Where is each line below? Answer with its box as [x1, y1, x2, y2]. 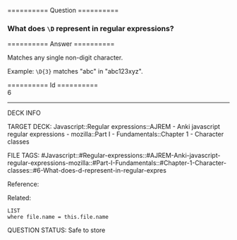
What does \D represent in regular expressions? [7, 23, 174, 33]
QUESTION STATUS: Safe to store [7, 226, 106, 234]
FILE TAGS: [7, 152, 40, 160]
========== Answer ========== [7, 40, 115, 48]
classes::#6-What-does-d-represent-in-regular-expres [7, 166, 167, 175]
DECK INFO [7, 109, 41, 118]
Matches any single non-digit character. [7, 53, 123, 62]
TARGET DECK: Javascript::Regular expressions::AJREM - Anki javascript [7, 122, 221, 131]
